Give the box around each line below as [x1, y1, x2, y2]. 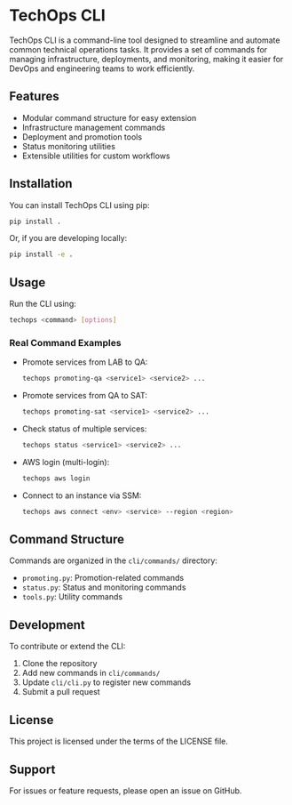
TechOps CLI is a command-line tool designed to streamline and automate [9, 35, 280, 45]
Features [9, 89, 59, 104]
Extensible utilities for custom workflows [21, 150, 170, 161]
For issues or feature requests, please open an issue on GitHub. [9, 785, 242, 796]
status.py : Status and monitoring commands [21, 582, 186, 592]
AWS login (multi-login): [21, 456, 110, 467]
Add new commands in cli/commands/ [21, 668, 161, 679]
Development [9, 617, 86, 632]
